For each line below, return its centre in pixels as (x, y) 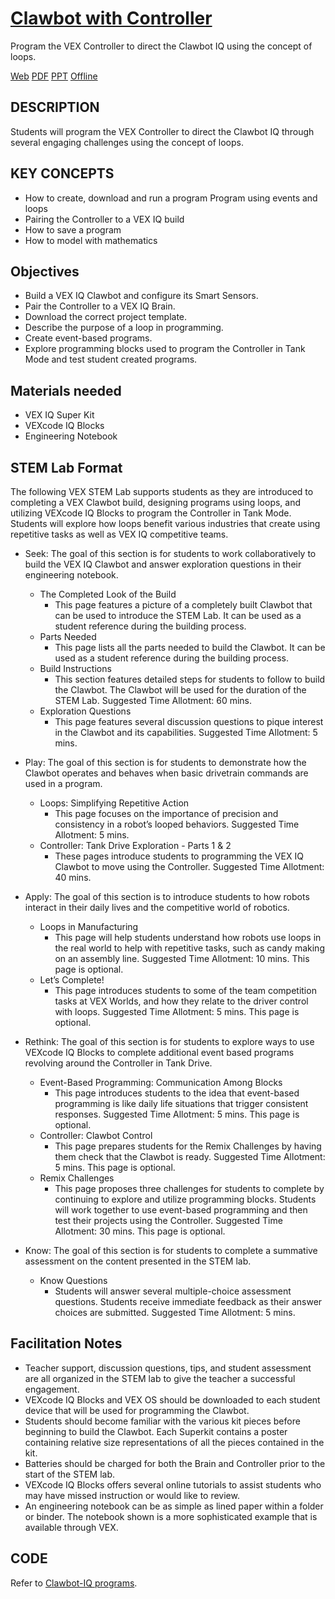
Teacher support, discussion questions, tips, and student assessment (168, 1368)
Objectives (45, 271)
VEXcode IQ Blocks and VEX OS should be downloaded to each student (172, 1399)
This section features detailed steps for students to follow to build (190, 679)
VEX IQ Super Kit (59, 415)
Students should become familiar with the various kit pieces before (162, 1421)
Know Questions (73, 1280)
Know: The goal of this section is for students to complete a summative (171, 1250)
